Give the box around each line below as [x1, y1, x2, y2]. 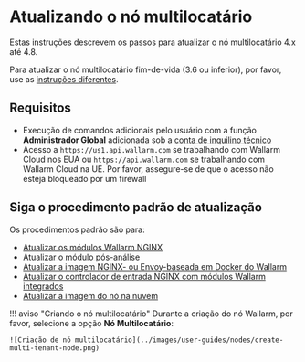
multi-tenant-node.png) [9, 343, 100, 353]
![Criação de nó [9, 335, 71, 345]
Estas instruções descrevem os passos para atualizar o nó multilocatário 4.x [9, 37, 297, 48]
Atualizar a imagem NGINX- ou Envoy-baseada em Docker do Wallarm [22, 261, 288, 271]
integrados [22, 281, 64, 292]
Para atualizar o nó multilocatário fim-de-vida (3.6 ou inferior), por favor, [9, 64, 282, 75]
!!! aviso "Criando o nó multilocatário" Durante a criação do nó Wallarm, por [9, 308, 294, 319]
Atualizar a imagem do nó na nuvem [22, 290, 158, 301]
